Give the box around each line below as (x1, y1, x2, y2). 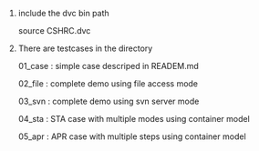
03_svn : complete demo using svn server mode (17, 96, 200, 106)
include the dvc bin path (17, 8, 109, 18)
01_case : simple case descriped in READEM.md (17, 61, 199, 71)
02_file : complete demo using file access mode (17, 78, 199, 89)
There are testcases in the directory (17, 43, 153, 54)
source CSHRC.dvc (17, 25, 91, 35)
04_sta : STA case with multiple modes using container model (17, 114, 251, 124)
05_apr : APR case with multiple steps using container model (17, 131, 246, 142)
